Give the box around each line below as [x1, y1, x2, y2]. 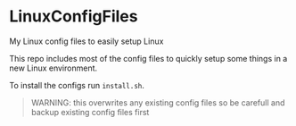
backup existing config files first [30, 106, 150, 117]
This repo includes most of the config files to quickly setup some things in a [9, 53, 288, 63]
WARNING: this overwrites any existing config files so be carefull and [30, 97, 285, 108]
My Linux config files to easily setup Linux [9, 36, 164, 46]
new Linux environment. [9, 63, 98, 73]
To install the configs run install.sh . [9, 80, 145, 90]
